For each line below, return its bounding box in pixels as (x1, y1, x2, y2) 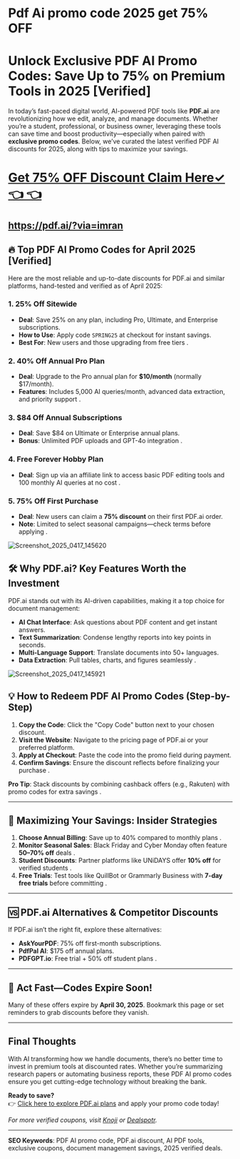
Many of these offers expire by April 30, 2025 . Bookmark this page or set (8, 1001, 224, 1009)
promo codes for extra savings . (8, 787, 102, 796)
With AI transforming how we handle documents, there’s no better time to (8, 1054, 223, 1063)
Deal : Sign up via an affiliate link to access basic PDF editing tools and (18, 470, 225, 479)
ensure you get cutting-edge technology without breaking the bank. (8, 1077, 207, 1085)
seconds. (18, 640, 46, 649)
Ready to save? (8, 1090, 55, 1100)
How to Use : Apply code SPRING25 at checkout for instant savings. (18, 330, 212, 339)
